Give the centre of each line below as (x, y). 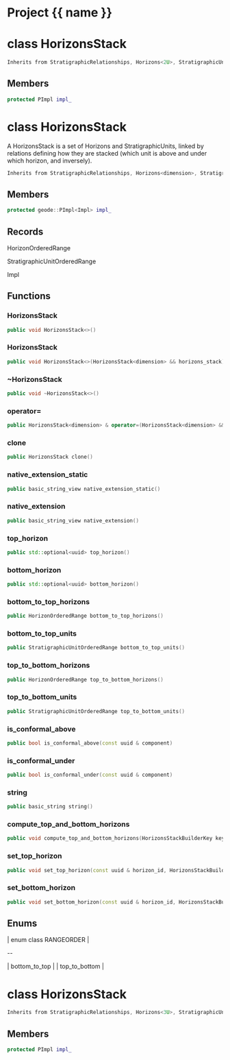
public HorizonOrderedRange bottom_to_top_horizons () (86, 616)
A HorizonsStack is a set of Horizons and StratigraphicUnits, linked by (105, 146)
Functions (29, 296)
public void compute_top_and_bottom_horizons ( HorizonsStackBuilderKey (110, 839)
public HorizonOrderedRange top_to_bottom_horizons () (86, 679)
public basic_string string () (50, 807)
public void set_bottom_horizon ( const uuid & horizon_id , (91, 902)
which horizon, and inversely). (50, 160)
